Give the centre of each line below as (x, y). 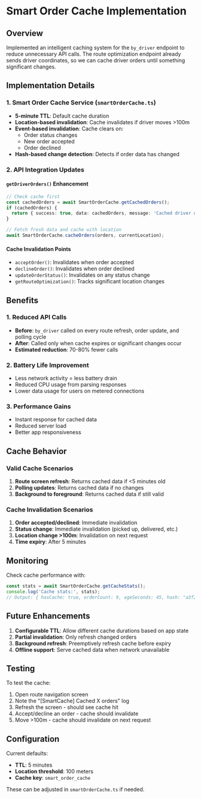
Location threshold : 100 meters (54, 771)
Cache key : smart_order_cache (53, 778)
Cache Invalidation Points (39, 249)
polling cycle (31, 337)
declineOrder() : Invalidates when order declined (74, 269)
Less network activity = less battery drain (66, 378)
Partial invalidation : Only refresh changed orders (76, 637)
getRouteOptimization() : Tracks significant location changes (89, 282)
